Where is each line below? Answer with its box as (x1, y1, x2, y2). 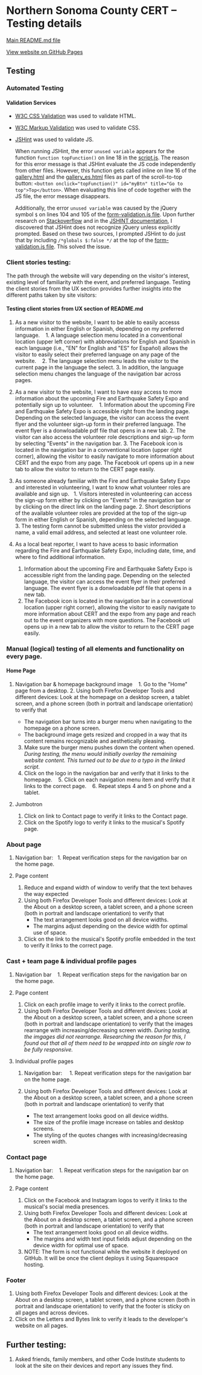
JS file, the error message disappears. (14, 193, 110, 200)
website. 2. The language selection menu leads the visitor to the (14, 357, 179, 364)
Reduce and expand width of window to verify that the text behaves (24, 884, 193, 891)
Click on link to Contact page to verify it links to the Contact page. (24, 812, 188, 820)
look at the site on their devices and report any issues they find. (14, 1362, 174, 1370)
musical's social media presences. (24, 1203, 110, 1210)
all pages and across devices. (14, 1309, 89, 1316)
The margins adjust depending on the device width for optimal (33, 923, 188, 930)
